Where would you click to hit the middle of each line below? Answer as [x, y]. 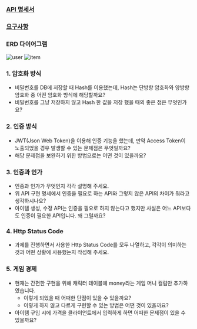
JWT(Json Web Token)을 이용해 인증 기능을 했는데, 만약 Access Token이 [100, 141]
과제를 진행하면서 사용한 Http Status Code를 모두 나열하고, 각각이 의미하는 [101, 245]
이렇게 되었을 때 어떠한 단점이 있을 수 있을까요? [77, 298]
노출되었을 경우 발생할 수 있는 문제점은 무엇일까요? [72, 148]
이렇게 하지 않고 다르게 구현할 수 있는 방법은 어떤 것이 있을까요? [96, 305]
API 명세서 [20, 9]
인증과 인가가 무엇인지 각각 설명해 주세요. [62, 186]
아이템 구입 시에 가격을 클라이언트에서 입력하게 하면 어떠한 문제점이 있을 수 [100, 312]
